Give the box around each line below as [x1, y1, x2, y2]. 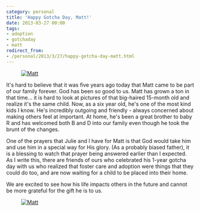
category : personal [6, 8, 55, 15]
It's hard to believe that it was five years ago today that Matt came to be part [6, 81, 194, 88]
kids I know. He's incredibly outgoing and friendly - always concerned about [6, 106, 194, 114]
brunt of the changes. [6, 126, 60, 133]
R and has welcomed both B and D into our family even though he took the [6, 119, 189, 126]
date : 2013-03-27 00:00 [6, 20, 66, 26]
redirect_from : [6, 48, 44, 54]
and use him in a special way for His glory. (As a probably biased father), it [6, 143, 190, 151]
